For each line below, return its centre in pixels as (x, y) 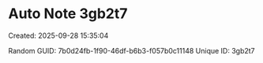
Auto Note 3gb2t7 (68, 14)
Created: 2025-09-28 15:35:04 (58, 35)
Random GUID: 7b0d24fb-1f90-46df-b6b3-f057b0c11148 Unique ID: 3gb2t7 (131, 50)
